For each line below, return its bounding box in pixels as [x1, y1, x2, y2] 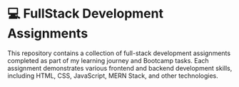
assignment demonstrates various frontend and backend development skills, [7, 64, 233, 72]
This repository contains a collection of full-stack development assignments [7, 49, 230, 57]
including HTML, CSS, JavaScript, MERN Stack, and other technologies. [7, 71, 219, 80]
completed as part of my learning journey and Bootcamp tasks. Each [7, 56, 209, 64]
